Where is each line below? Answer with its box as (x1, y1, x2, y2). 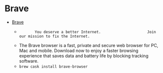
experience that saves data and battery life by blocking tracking (19, 52, 149, 59)
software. (19, 58, 39, 64)
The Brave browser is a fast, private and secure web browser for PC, (19, 42, 159, 48)
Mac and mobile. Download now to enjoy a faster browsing (19, 48, 139, 53)
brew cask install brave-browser (19, 64, 88, 69)
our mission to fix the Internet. (19, 34, 90, 39)
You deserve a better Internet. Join (34, 29, 156, 34)
